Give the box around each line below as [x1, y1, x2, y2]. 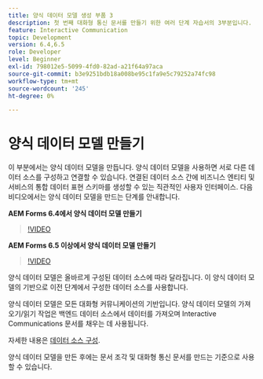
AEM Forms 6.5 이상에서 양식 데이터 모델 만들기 [8, 241, 156, 250]
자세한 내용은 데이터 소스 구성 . [8, 336, 100, 345]
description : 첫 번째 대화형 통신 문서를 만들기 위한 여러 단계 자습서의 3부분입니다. [8, 19, 253, 27]
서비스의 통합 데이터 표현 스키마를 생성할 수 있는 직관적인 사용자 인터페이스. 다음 [8, 182, 254, 192]
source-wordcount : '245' [8, 84, 89, 93]
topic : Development [8, 33, 72, 42]
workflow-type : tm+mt [8, 77, 79, 85]
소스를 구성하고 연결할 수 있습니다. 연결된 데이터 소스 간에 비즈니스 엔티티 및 [22, 172, 255, 182]
